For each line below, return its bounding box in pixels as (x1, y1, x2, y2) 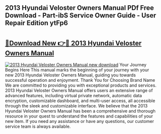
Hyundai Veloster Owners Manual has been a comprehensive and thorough (5, 108, 156, 114)
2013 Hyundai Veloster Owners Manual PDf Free (5, 4, 154, 12)
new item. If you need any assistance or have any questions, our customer (5, 119, 154, 124)
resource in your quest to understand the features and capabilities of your (5, 113, 153, 119)
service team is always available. (5, 123, 71, 129)
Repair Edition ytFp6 (5, 19, 68, 27)
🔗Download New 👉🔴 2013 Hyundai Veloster (5, 39, 142, 47)
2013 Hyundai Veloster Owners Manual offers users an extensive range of (5, 88, 153, 93)
